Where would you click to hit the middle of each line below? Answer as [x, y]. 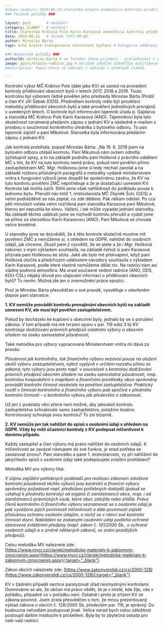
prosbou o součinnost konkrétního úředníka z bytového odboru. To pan [76, 128]
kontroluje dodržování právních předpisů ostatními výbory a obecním [74, 330]
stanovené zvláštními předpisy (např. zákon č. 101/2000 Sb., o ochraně [76, 525]
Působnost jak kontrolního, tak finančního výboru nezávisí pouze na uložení [81, 359]
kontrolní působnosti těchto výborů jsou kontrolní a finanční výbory [72, 484]
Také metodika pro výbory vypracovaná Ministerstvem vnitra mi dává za [77, 344]
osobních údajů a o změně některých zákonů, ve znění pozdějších [71, 530]
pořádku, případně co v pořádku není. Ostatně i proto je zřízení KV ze [74, 595]
